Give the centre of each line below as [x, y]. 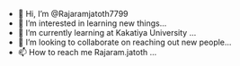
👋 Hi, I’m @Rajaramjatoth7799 [73, 14]
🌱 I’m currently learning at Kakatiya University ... [107, 33]
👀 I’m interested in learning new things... [92, 23]
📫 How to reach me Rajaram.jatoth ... [87, 52]
